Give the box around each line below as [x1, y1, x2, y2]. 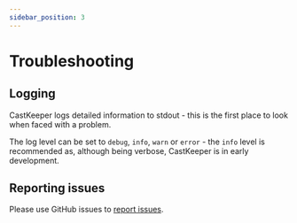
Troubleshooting [9, 50, 135, 71]
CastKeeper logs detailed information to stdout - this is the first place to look [9, 110, 288, 120]
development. [9, 155, 59, 165]
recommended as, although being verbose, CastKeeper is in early [9, 145, 249, 156]
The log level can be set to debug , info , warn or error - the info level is [9, 136, 266, 147]
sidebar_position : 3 [9, 12, 86, 22]
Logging [9, 86, 56, 102]
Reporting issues [9, 181, 106, 196]
